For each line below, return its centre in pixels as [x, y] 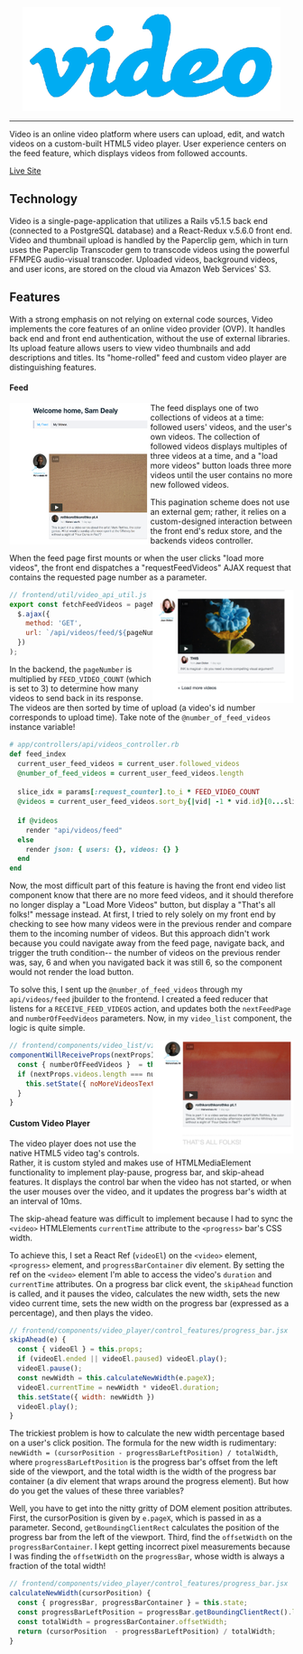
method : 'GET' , [54, 623]
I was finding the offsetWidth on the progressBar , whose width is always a [147, 1556]
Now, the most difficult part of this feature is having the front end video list [147, 886]
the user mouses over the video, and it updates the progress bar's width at [148, 1191]
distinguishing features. [53, 367]
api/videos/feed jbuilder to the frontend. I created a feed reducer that [139, 999]
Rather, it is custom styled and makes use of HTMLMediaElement [130, 1163]
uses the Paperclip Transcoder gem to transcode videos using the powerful [150, 249]
